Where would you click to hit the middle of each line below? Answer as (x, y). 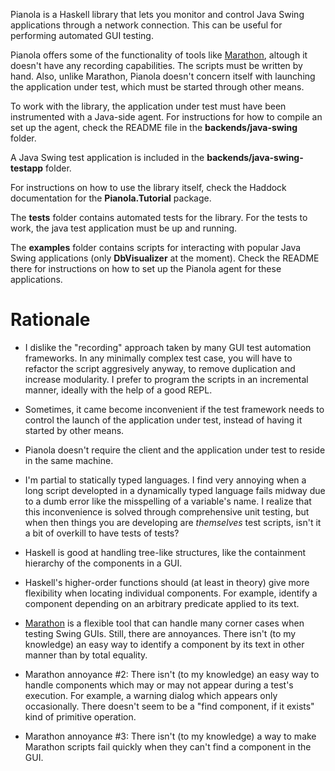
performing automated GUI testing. (82, 35)
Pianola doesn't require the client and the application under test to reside (175, 450)
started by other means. (74, 430)
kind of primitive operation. (80, 716)
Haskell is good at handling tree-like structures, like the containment (165, 552)
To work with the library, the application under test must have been (148, 106)
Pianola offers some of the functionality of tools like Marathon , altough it (159, 55)
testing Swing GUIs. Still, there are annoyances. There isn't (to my (160, 633)
